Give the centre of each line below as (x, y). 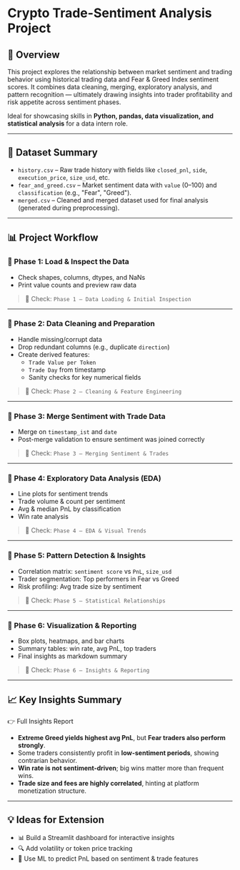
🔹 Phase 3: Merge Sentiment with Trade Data (86, 416)
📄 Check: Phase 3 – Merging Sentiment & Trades (97, 453)
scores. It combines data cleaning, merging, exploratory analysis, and (110, 87)
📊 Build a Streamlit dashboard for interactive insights (96, 837)
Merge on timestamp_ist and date (67, 432)
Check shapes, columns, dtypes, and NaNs (81, 277)
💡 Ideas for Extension (56, 820)
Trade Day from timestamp (67, 370)
